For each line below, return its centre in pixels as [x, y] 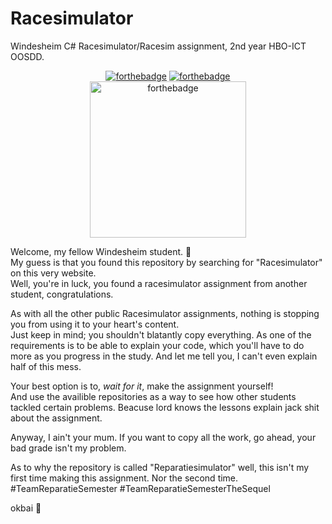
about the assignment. [56, 418]
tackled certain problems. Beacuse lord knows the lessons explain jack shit [165, 407]
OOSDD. [27, 56]
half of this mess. [46, 366]
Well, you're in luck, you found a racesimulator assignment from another [159, 283]
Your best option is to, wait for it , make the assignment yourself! [142, 386]
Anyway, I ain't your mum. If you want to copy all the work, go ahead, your [163, 437]
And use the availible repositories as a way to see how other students [153, 396]
